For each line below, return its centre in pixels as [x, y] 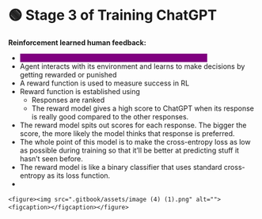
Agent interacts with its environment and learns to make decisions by [132, 66]
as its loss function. [79, 176]
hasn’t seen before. [51, 158]
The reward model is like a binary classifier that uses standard [121, 167]
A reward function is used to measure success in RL [104, 83]
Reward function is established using [80, 91]
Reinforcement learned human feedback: [77, 42]
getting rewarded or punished [68, 74]
